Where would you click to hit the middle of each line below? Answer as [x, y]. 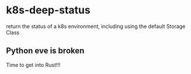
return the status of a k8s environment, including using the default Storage [96, 26]
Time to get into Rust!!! [33, 65]
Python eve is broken [45, 51]
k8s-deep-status [48, 10]
